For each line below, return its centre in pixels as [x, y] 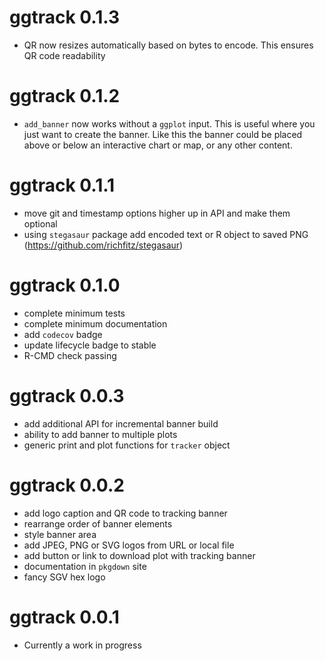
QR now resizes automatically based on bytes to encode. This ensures [168, 45]
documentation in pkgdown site [85, 566]
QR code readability [64, 55]
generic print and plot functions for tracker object [127, 445]
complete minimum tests [74, 313]
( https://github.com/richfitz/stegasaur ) [103, 245]
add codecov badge [63, 334]
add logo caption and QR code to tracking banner [125, 513]
